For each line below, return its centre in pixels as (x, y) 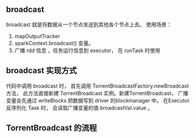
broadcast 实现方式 (42, 70)
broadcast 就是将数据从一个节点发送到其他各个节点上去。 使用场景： (89, 24)
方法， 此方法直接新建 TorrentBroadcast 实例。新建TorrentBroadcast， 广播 (97, 93)
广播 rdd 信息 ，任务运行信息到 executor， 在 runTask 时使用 (87, 50)
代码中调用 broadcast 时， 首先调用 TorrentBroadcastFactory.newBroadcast (97, 86)
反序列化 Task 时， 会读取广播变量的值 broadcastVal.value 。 (80, 108)
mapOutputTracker (37, 36)
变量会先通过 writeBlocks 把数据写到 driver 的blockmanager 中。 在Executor (98, 100)
